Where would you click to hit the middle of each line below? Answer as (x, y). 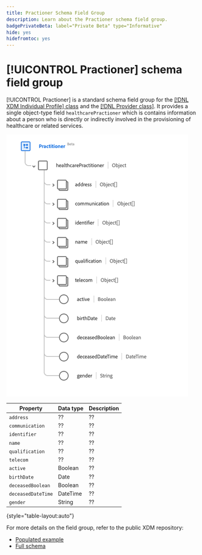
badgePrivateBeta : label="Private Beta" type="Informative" (85, 26)
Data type (70, 408)
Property (31, 408)
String (65, 502)
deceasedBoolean (30, 486)
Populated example (39, 539)
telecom (19, 460)
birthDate (21, 477)
